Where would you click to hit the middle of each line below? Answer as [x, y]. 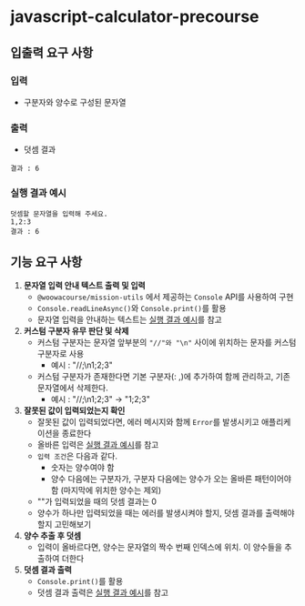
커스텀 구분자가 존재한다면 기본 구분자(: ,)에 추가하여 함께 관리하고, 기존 [163, 377]
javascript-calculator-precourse [135, 17]
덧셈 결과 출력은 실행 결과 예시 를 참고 [103, 592]
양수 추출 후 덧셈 [52, 536]
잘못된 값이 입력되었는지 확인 [74, 410]
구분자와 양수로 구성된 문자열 [75, 102]
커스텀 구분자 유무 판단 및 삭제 [76, 331]
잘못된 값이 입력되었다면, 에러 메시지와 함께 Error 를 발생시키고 [148, 422]
